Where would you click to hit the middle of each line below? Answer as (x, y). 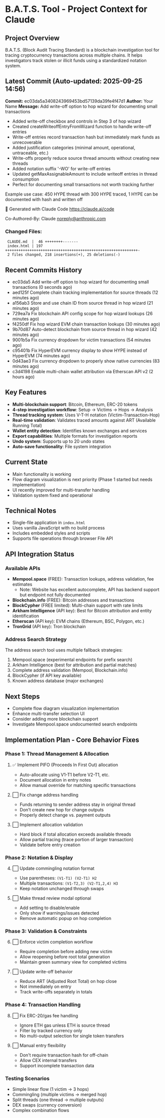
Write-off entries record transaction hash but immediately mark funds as (86, 137)
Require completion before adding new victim (66, 952)
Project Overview (32, 38)
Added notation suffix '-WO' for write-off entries (62, 168)
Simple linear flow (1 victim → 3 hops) (50, 1089)
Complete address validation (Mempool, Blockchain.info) (70, 670)
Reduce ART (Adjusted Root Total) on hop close (68, 982)
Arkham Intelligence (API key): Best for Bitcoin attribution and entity (82, 611)
